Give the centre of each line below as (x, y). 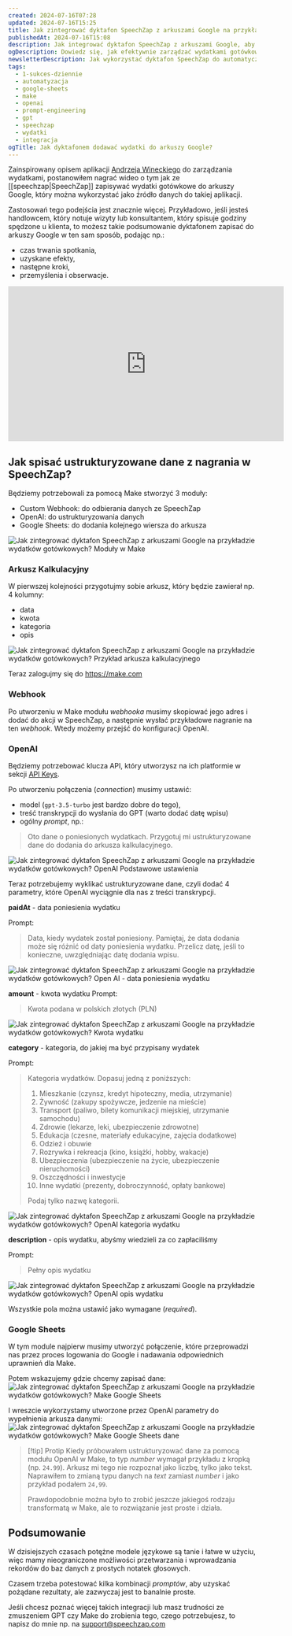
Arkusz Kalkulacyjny (48, 569)
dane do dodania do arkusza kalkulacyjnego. (100, 845)
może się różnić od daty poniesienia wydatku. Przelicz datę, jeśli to (136, 946)
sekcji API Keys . (34, 774)
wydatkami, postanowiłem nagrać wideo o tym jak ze (94, 178)
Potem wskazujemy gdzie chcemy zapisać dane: (87, 1379)
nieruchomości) (65, 1169)
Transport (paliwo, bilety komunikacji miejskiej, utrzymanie (134, 1110)
